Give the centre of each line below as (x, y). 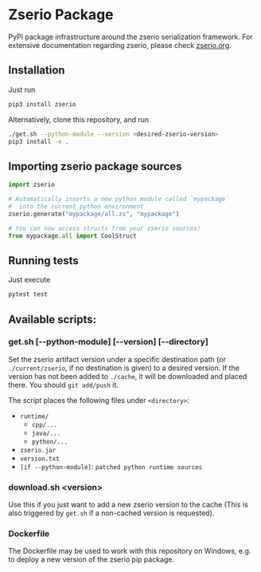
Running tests (44, 260)
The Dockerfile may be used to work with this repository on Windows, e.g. (130, 551)
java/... (46, 433)
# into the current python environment (76, 206)
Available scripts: (53, 320)
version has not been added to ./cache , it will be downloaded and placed (128, 376)
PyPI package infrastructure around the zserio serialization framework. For (130, 37)
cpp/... (44, 424)
